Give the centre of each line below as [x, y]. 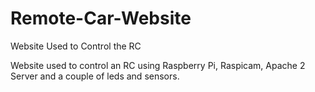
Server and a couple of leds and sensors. [95, 76]
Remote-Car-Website [101, 18]
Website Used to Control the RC [76, 46]
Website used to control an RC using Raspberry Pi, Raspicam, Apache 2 [158, 65]
